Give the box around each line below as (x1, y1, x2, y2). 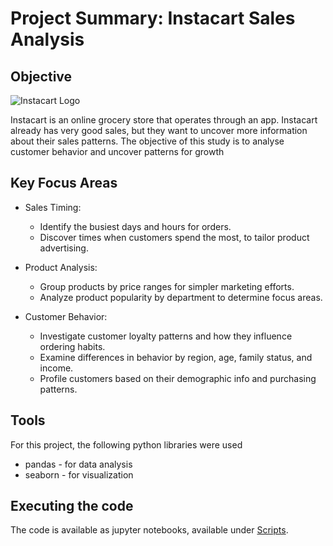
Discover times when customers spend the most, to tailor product (39, 231, 310, 243)
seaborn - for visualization (24, 468, 134, 481)
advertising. (39, 242, 89, 254)
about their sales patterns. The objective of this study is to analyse (10, 135, 285, 147)
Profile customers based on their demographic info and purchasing (39, 372, 317, 384)
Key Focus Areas (10, 175, 118, 192)
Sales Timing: (24, 201, 82, 213)
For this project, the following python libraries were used (10, 438, 243, 451)
